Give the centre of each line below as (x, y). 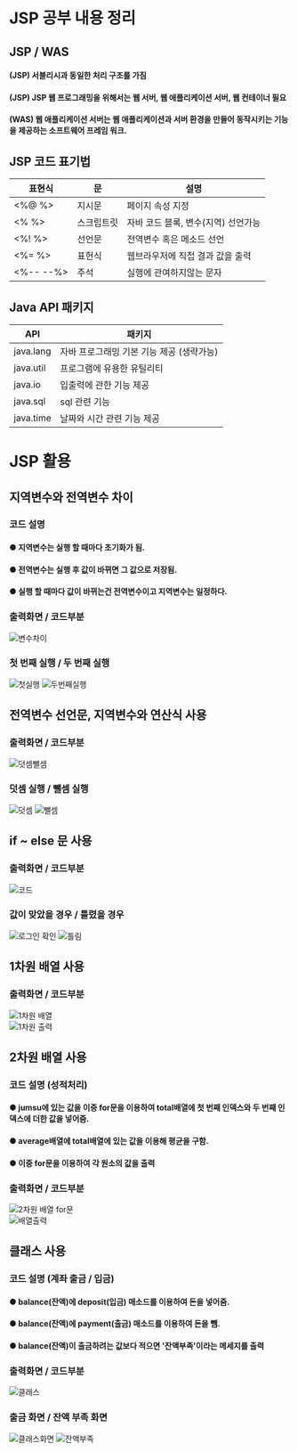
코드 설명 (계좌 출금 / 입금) (62, 1279)
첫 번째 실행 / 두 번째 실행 (60, 663)
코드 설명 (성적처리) (48, 1085)
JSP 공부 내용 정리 (72, 18)
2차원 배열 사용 (48, 1057)
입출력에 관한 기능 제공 (105, 385)
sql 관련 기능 (85, 402)
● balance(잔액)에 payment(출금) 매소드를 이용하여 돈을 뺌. (115, 1324)
